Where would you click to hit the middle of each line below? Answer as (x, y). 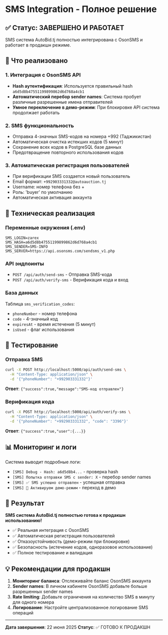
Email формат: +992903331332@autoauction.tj (59, 182)
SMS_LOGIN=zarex (22, 238)
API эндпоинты (24, 263)
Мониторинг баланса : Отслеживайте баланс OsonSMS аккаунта (82, 581)
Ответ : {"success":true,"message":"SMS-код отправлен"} (64, 389)
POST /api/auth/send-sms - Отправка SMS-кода (62, 274)
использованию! (24, 521)
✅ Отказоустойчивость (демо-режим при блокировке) (71, 541)
